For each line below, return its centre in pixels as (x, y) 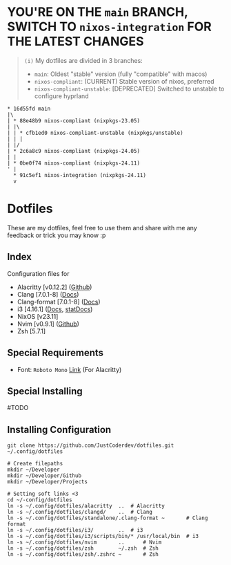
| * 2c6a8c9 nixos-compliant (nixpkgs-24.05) (73, 151)
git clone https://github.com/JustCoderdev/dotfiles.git (91, 446)
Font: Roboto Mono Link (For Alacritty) (69, 369)
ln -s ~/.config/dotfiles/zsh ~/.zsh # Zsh (83, 548)
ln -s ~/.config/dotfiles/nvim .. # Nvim (84, 543)
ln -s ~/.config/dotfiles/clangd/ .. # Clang (80, 512)
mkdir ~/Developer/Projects (48, 482)
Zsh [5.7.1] (31, 331)
